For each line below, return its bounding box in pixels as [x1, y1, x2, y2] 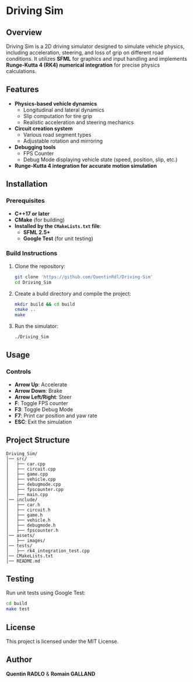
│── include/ [6, 497, 38, 503]
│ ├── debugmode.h [6, 522, 57, 528]
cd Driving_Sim [14, 279, 52, 285]
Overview [6, 27, 43, 37]
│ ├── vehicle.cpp [6, 476, 57, 482]
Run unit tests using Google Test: [6, 589, 86, 597]
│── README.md [6, 558, 41, 564]
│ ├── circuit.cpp [6, 466, 57, 472]
